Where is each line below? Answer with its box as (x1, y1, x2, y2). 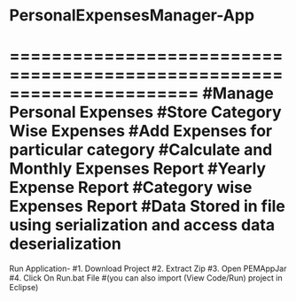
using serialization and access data (9, 215, 276, 235)
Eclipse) (9, 282, 39, 293)
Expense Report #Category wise (9, 178, 253, 197)
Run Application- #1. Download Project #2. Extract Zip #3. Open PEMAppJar (9, 263, 287, 274)
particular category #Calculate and (9, 140, 273, 160)
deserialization (9, 234, 121, 254)
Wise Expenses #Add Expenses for (9, 121, 273, 142)
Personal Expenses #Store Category (9, 103, 282, 122)
